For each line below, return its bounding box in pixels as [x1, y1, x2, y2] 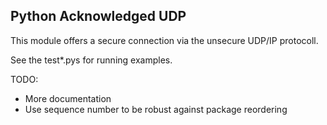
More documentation [24, 92, 112, 104]
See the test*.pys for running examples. [10, 54, 173, 66]
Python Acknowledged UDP [10, 8, 187, 25]
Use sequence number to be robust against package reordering [24, 103, 288, 115]
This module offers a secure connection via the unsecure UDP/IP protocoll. [10, 34, 319, 46]
